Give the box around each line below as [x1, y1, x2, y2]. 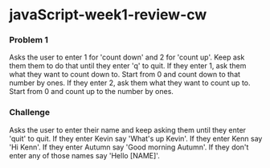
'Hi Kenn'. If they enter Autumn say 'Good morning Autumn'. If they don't [9, 142, 249, 152]
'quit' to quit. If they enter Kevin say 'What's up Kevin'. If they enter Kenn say [9, 133, 263, 143]
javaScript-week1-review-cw [9, 6, 207, 24]
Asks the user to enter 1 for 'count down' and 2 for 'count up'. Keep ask [9, 52, 245, 62]
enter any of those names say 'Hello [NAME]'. [9, 150, 160, 160]
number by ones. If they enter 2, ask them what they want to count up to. [9, 78, 251, 88]
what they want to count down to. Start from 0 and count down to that [9, 70, 240, 80]
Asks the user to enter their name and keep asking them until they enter [9, 125, 247, 134]
